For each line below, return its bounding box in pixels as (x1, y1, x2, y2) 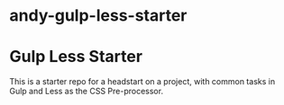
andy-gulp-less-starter (9, 5, 188, 26)
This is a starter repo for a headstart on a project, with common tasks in (9, 76, 276, 87)
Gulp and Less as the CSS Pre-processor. (9, 86, 164, 97)
